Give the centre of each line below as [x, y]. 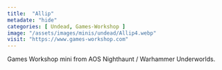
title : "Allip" [31, 14]
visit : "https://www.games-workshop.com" [68, 40]
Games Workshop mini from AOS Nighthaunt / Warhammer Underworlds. [111, 59]
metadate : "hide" [32, 20]
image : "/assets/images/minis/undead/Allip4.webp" [82, 33]
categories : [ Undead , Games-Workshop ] [67, 26]
